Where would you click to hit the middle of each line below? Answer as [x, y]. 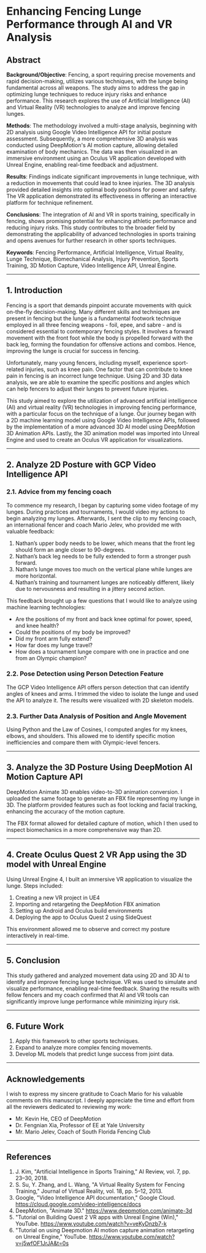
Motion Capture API [45, 777]
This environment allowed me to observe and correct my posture [88, 929]
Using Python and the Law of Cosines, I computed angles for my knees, [97, 729]
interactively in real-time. [38, 935]
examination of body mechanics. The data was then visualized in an [92, 152]
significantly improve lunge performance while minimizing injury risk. [93, 1001]
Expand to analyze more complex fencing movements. [84, 1048]
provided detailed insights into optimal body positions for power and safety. [102, 189]
